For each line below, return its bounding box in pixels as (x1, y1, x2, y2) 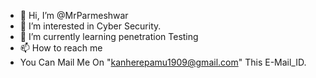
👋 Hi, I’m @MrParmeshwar (19, 10, 129, 21)
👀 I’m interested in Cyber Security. (19, 20, 162, 32)
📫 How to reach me (19, 42, 103, 54)
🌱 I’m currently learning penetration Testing (19, 31, 199, 42)
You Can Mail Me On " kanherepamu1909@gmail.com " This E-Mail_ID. (19, 56, 307, 68)
